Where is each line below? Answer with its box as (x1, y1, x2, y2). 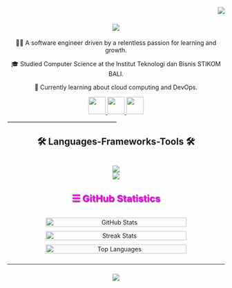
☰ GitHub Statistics (71, 192, 161, 204)
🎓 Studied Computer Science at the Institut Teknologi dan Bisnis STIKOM (11, 59, 221, 68)
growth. (104, 46, 128, 54)
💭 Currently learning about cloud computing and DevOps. (34, 83, 198, 91)
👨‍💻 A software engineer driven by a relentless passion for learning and (15, 38, 217, 47)
